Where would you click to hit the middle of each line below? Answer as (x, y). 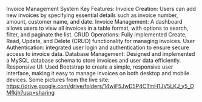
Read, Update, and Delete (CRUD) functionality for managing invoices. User (101, 41)
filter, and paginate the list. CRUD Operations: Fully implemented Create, (96, 35)
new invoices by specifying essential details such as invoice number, (92, 15)
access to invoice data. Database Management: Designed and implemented (101, 54)
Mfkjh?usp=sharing (31, 93)
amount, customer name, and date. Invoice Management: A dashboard (95, 22)
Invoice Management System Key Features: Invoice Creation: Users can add (101, 9)
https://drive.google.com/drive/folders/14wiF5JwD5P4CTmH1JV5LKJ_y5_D (100, 86)
